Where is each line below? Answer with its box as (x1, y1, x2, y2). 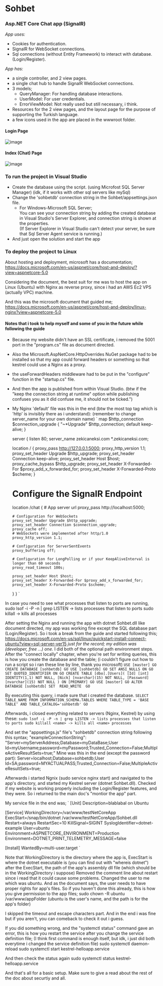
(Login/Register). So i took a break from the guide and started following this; (5, 630, 158, 636)
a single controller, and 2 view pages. (12, 75, 88, 81)
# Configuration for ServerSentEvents (12, 544, 91, 549)
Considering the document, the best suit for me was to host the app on (5, 279, 147, 285)
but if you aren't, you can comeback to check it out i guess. (5, 916, 124, 922)
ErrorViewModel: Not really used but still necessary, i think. (19, 101, 138, 107)
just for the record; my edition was (68, 640, 137, 647)
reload (5, 945, 18, 952)
